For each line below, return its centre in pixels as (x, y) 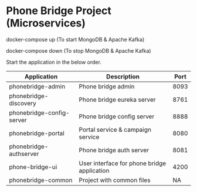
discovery (23, 103)
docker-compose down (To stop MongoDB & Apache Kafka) (79, 50)
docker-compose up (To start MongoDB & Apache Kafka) (75, 39)
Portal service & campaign (115, 129)
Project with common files (115, 180)
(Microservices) (46, 23)
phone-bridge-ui (33, 167)
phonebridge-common (41, 180)
